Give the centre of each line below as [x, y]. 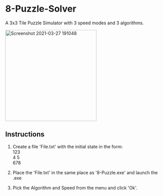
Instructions [25, 134]
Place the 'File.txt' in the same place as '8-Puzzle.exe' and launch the [85, 172]
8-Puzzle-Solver [41, 9]
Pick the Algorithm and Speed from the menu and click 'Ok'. [75, 187]
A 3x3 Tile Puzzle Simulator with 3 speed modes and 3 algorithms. [75, 23]
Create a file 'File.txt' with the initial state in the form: [68, 146]
